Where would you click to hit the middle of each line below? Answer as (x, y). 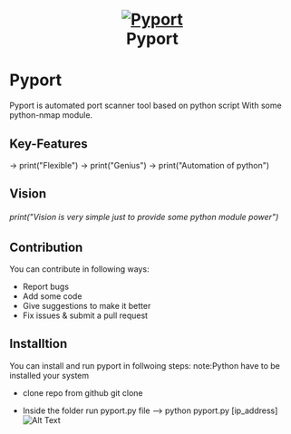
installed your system (49, 375)
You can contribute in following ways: (79, 269)
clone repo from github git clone (82, 392)
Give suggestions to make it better (87, 305)
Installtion (39, 344)
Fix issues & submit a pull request (85, 315)
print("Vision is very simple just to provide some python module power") (144, 217)
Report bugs (46, 286)
